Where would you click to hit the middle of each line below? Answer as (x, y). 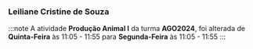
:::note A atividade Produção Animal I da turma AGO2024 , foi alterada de (127, 29)
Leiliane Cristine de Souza (59, 12)
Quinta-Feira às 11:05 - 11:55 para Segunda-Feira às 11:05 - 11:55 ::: (117, 37)
